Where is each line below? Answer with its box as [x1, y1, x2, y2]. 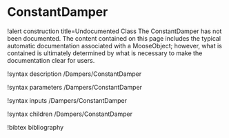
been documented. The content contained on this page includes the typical [7, 34, 221, 42]
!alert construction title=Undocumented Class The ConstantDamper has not [7, 27, 222, 35]
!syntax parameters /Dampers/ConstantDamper [7, 83, 143, 91]
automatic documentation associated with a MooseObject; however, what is [7, 41, 222, 50]
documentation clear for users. [7, 56, 95, 64]
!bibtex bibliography [7, 123, 64, 131]
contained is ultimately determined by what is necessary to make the [7, 49, 203, 57]
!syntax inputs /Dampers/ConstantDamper [7, 96, 128, 104]
